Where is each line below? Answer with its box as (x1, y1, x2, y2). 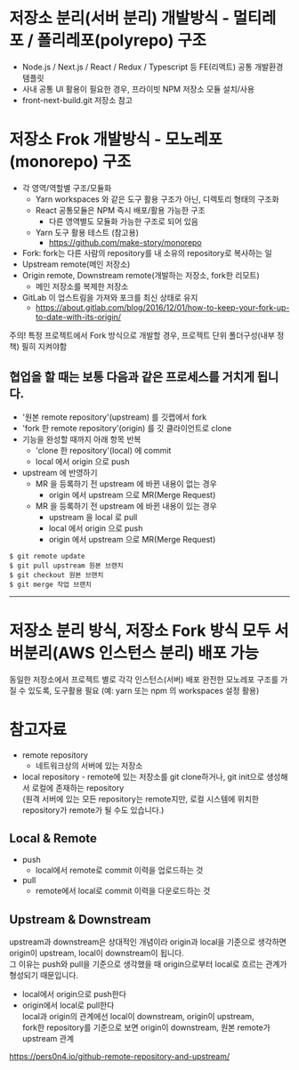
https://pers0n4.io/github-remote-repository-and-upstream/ (9, 1051, 230, 1062)
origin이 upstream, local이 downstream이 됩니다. (9, 948, 184, 959)
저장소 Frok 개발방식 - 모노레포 (9, 130, 223, 149)
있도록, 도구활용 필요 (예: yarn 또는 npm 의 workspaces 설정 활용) (28, 685, 260, 696)
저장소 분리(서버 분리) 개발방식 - (9, 8, 230, 28)
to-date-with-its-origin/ (35, 311, 122, 322)
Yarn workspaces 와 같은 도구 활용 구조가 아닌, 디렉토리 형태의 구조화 (35, 193, 279, 205)
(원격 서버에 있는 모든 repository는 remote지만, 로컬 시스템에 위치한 (21, 793, 260, 804)
